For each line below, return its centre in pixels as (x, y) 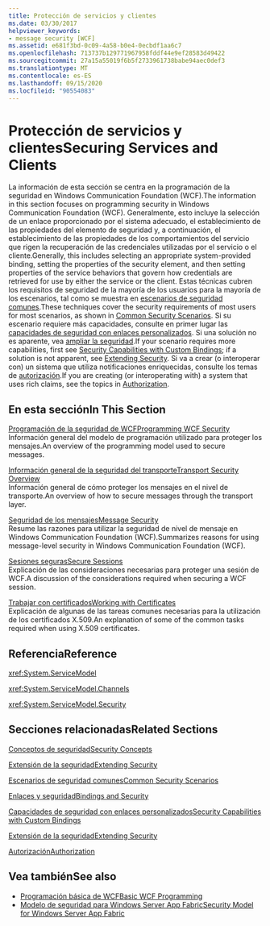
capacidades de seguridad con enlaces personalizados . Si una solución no (133, 333)
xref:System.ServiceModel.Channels (69, 688)
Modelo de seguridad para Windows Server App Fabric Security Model (137, 904)
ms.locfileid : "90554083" (52, 91)
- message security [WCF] (52, 38)
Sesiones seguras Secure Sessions (66, 562)
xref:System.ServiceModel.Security (67, 704)
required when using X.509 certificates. (74, 629)
